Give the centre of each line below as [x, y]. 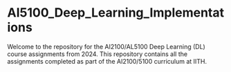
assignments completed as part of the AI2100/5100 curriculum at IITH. [107, 61]
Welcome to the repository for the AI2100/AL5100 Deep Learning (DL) [106, 46]
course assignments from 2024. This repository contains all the [98, 54]
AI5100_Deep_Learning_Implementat [116, 13]
